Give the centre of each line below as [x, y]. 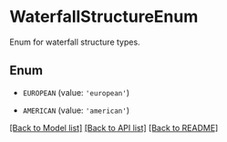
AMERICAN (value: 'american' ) [76, 110]
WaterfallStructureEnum [104, 17]
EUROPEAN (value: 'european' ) [76, 92]
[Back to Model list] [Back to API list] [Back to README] [114, 127]
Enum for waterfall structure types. [75, 42]
